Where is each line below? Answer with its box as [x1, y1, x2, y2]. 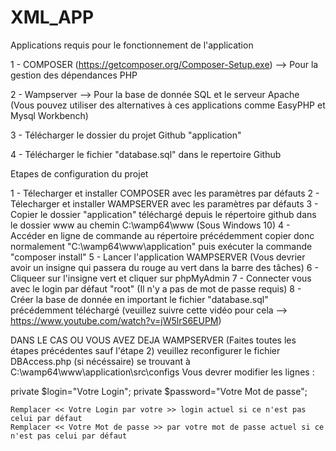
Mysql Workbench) [10, 109, 89, 121]
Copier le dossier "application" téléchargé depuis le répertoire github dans [10, 208, 317, 220]
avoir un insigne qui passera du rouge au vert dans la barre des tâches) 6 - [10, 261, 319, 273]
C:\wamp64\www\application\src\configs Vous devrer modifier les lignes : [10, 366, 315, 378]
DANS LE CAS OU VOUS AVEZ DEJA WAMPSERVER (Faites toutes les [10, 334, 297, 346]
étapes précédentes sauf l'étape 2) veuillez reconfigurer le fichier [10, 344, 281, 356]
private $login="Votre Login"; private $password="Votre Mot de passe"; [10, 385, 308, 397]
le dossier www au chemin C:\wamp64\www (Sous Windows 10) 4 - [10, 219, 291, 231]
